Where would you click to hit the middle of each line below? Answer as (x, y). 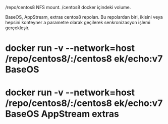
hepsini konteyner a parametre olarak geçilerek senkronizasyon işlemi (78, 22)
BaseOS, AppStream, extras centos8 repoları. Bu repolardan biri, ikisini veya (84, 17)
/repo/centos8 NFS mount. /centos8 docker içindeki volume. (68, 7)
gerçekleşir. (17, 28)
